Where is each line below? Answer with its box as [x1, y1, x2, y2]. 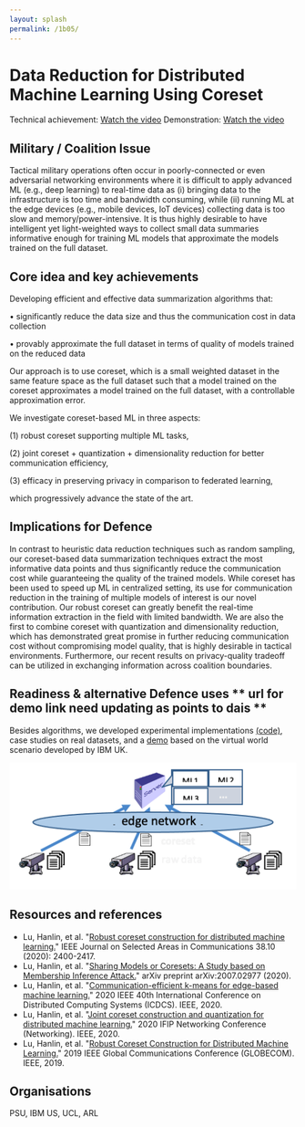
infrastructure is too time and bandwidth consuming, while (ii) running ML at [9, 194, 294, 205]
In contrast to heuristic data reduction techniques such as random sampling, [9, 543, 296, 554]
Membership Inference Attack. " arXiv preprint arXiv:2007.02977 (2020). [22, 970, 291, 981]
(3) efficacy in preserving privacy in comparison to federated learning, [9, 475, 273, 486]
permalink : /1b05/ [9, 24, 79, 34]
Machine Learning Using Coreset [9, 84, 264, 105]
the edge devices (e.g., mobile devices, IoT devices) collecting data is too [9, 203, 285, 214]
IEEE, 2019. [22, 1057, 66, 1068]
